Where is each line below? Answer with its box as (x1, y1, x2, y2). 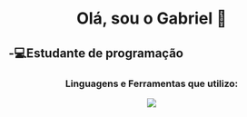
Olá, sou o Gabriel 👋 (75, 8, 228, 29)
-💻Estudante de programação (8, 45, 183, 61)
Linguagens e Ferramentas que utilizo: (65, 77, 238, 90)
